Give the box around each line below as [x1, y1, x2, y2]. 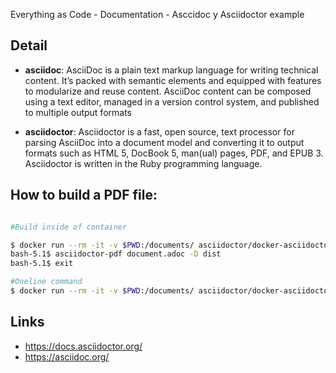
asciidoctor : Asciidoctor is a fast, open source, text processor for [24, 125, 295, 138]
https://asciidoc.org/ [24, 350, 110, 363]
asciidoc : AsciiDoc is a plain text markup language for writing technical [24, 64, 319, 76]
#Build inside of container [10, 222, 128, 232]
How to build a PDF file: [10, 187, 158, 204]
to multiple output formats [24, 106, 132, 118]
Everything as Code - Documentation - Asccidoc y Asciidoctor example [10, 9, 305, 20]
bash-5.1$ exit [10, 259, 74, 269]
